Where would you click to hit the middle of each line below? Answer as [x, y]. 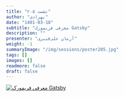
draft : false [22, 71]
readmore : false [26, 66]
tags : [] [17, 55]
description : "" [26, 33]
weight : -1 [19, 44]
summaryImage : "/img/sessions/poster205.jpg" [62, 50]
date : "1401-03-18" [30, 22]
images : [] [19, 60]
